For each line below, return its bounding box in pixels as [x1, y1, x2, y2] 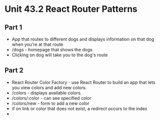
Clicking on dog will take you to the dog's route [11, 52, 108, 58]
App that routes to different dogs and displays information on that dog [11, 36, 154, 42]
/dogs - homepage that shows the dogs [11, 47, 93, 52]
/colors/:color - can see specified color [11, 95, 92, 101]
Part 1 [4, 23, 23, 32]
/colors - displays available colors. [11, 90, 82, 96]
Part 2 [4, 66, 24, 75]
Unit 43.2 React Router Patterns [4, 3, 138, 15]
